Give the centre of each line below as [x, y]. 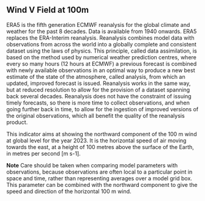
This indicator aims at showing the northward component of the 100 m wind [102, 134]
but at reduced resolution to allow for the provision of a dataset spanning [98, 90]
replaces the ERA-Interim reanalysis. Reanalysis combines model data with [100, 38]
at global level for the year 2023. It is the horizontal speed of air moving [96, 141]
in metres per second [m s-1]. [43, 153]
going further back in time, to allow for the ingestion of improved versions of [102, 109]
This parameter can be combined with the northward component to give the [102, 185]
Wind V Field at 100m [48, 10]
